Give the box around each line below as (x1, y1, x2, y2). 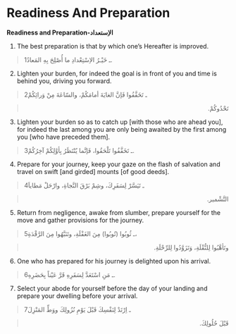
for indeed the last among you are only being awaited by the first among (16, 125, 227, 133)
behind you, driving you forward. (16, 76, 112, 85)
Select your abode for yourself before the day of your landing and (16, 284, 208, 292)
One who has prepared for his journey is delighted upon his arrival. (16, 256, 211, 265)
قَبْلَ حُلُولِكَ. (199, 318, 229, 327)
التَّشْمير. (206, 194, 229, 203)
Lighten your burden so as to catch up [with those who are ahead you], (16, 118, 223, 126)
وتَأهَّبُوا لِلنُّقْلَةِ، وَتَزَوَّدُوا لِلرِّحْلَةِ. (154, 243, 229, 252)
